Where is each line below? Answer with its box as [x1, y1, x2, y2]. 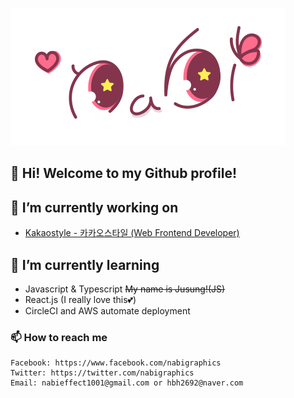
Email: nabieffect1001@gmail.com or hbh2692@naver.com [10, 378, 244, 388]
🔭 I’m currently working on [10, 199, 179, 216]
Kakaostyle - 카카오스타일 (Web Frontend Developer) [24, 227, 240, 239]
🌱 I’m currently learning [10, 256, 160, 273]
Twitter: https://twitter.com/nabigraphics [10, 368, 195, 378]
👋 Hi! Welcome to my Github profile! [10, 165, 238, 182]
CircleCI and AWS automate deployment [24, 305, 191, 317]
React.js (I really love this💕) [24, 294, 137, 306]
